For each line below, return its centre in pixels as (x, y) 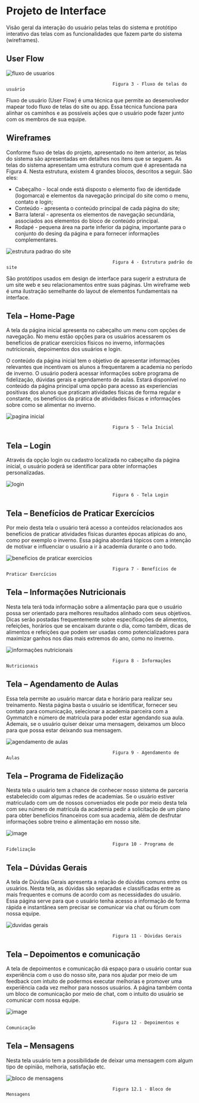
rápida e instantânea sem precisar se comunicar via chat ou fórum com (93, 907)
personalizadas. (26, 473)
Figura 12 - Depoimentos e (146, 1023)
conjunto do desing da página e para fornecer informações (87, 233)
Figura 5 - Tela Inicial (143, 427)
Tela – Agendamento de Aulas (62, 684)
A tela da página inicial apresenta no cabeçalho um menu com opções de (96, 330)
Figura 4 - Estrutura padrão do (153, 262)
